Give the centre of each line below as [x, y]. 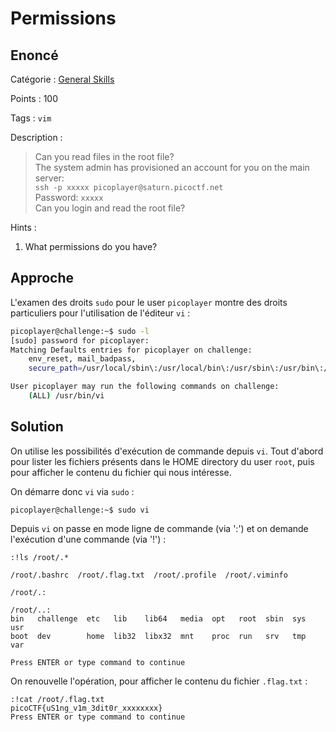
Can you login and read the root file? [110, 208]
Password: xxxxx [69, 197]
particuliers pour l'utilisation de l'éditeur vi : [100, 313]
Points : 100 [34, 98]
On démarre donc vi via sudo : [72, 491]
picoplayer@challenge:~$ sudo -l [80, 331]
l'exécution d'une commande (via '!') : [88, 539]
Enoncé [34, 55]
